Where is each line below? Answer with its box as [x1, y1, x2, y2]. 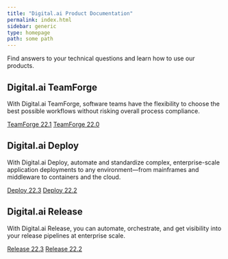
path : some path [7, 36, 53, 42]
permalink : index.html [7, 16, 72, 23]
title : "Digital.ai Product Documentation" [7, 10, 134, 17]
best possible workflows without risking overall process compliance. [7, 107, 201, 115]
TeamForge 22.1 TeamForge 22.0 [7, 120, 100, 128]
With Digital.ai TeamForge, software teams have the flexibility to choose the [7, 99, 220, 108]
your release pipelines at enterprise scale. [7, 231, 125, 240]
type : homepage [7, 29, 51, 36]
